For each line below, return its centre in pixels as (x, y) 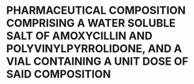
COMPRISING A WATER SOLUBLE (91, 23)
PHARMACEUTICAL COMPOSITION (96, 10)
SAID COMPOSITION (59, 74)
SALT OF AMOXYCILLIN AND (79, 36)
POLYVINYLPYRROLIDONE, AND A (94, 49)
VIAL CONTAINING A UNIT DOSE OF (97, 61)
